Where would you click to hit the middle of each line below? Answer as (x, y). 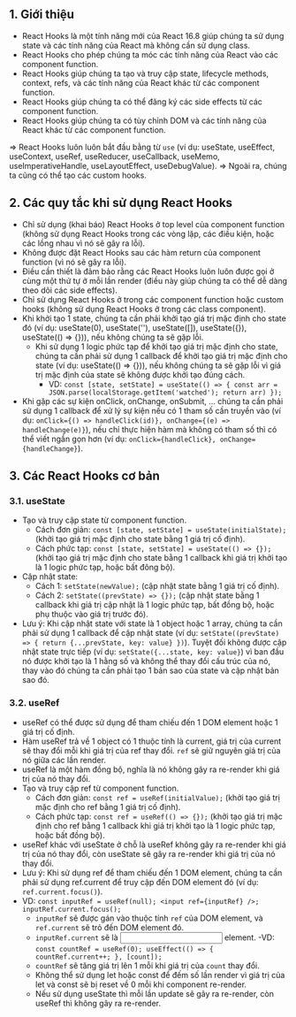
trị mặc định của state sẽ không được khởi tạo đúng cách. (140, 374)
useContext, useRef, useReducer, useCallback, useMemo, (115, 156)
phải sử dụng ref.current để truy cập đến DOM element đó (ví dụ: (140, 882)
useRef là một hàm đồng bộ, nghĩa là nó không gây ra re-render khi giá (151, 769)
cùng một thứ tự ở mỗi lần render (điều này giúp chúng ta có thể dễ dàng (155, 280)
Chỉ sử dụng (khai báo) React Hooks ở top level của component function (153, 224)
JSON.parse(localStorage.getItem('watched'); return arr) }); (165, 393)
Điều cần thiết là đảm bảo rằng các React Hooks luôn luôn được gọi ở (148, 271)
